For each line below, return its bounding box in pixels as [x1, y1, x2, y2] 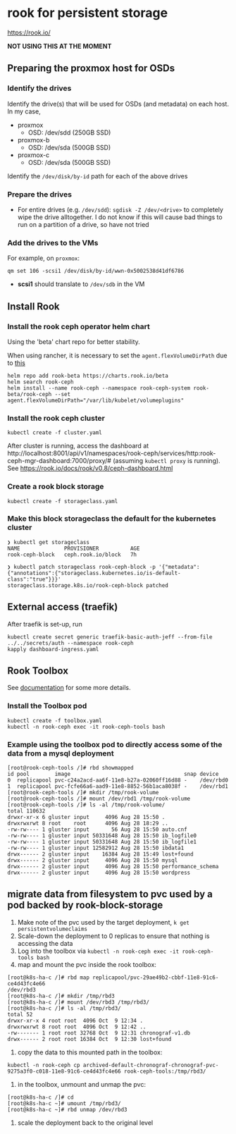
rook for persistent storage [7, 5, 168, 21]
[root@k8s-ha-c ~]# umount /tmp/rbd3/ [7, 1099, 121, 1107]
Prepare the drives [7, 189, 73, 199]
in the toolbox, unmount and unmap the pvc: [17, 1080, 147, 1088]
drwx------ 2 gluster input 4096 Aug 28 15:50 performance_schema [7, 863, 219, 870]
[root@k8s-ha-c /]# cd [7, 1094, 74, 1101]
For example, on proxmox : [7, 254, 80, 262]
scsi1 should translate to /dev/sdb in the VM [17, 280, 145, 288]
